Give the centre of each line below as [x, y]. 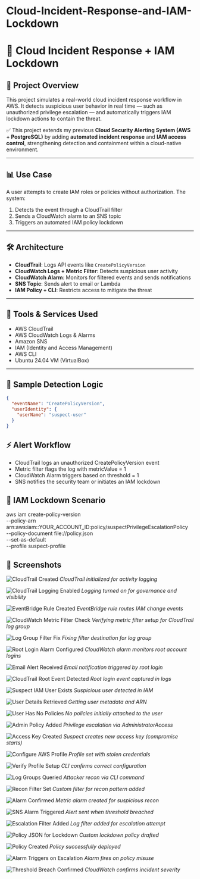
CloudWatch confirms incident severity [132, 869]
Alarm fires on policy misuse [119, 858]
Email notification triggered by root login [113, 667]
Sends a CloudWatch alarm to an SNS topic [68, 216]
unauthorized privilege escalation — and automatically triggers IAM [89, 112]
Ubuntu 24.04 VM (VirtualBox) [52, 360]
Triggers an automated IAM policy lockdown [69, 222]
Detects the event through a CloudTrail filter [68, 210]
